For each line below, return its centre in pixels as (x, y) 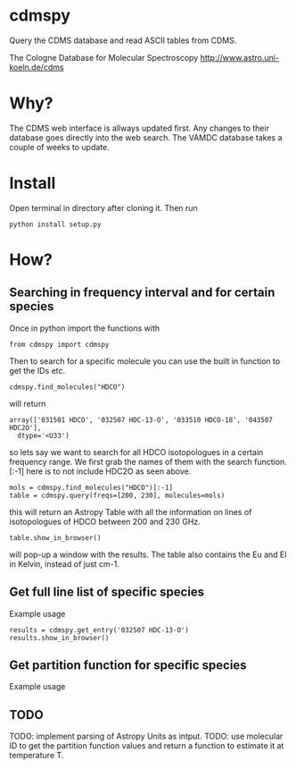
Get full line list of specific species (107, 592)
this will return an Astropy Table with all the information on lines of (131, 511)
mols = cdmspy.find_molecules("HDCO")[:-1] (91, 487)
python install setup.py (55, 224)
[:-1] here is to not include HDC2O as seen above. (100, 471)
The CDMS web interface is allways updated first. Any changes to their (140, 128)
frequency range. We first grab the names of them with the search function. (148, 461)
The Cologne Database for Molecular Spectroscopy (104, 57)
